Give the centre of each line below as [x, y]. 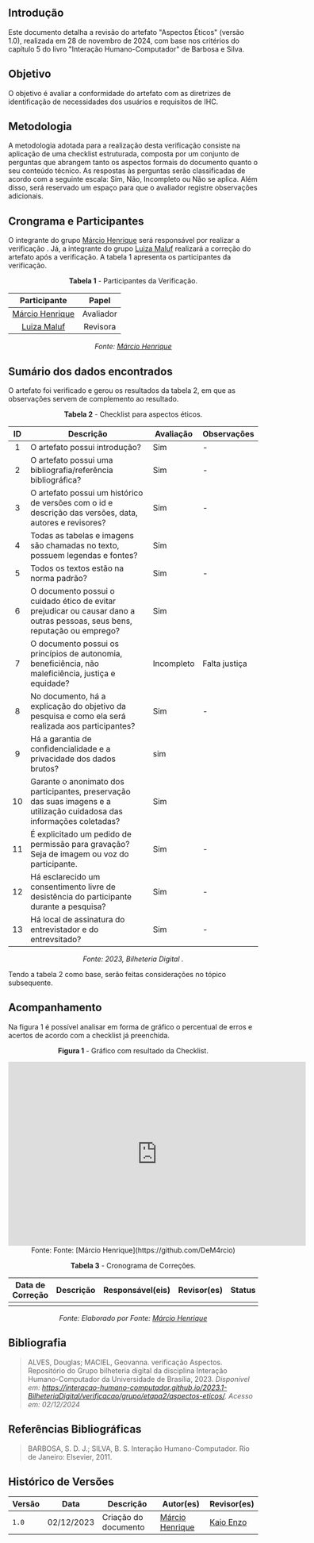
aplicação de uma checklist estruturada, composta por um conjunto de [124, 154]
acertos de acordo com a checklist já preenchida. [89, 1035]
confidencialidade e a [71, 749]
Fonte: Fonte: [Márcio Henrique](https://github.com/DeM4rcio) [133, 1250]
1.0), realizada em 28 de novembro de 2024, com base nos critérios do [124, 40]
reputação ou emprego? [75, 631]
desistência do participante [81, 897]
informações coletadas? [75, 822]
